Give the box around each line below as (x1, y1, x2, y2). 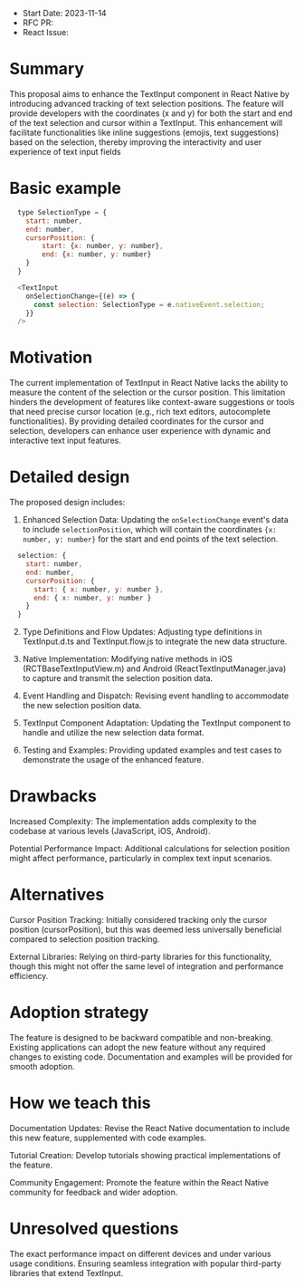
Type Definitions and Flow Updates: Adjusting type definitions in (22, 627, 262, 638)
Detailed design (9, 466, 130, 487)
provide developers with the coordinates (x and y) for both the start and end (9, 108, 293, 119)
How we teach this (9, 1093, 151, 1113)
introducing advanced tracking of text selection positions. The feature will (9, 98, 285, 109)
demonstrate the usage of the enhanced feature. (22, 754, 204, 765)
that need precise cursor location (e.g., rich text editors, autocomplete (9, 407, 271, 418)
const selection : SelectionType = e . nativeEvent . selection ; (33, 300, 265, 309)
